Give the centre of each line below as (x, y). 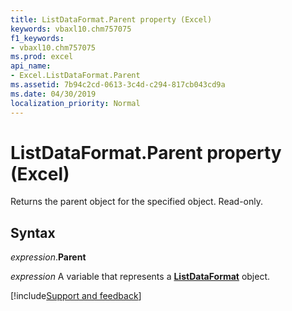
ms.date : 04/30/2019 (53, 94)
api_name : (31, 66)
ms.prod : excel (42, 57)
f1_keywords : (37, 38)
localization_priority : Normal (75, 103)
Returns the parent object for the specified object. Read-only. (137, 202)
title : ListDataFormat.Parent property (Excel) (111, 19)
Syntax (33, 232)
